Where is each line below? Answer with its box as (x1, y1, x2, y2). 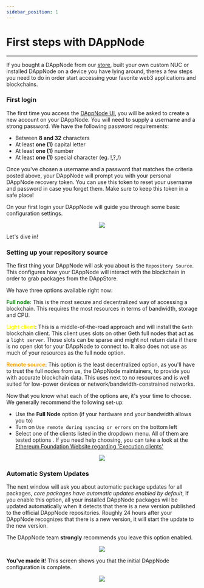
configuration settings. (6, 210, 63, 217)
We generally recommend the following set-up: (6, 398, 124, 406)
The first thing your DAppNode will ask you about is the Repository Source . (6, 262, 194, 269)
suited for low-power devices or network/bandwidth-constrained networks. (6, 380, 195, 388)
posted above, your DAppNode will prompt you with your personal (6, 172, 172, 179)
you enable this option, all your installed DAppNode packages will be (6, 496, 178, 503)
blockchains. (6, 80, 38, 88)
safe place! (6, 191, 35, 199)
